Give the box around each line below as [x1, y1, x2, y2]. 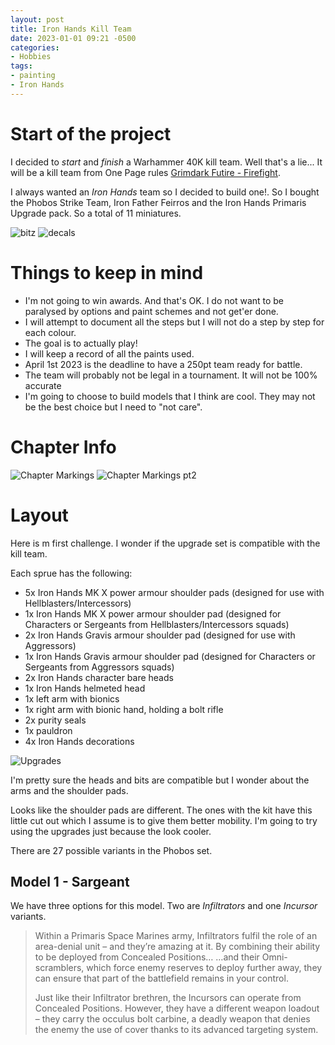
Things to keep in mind [10, 261, 204, 284]
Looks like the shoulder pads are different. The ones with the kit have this [10, 804, 313, 816]
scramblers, [34, 962, 85, 974]
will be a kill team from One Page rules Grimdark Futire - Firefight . [10, 166, 281, 178]
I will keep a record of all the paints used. [24, 347, 195, 360]
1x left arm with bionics [24, 692, 120, 705]
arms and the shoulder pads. [10, 784, 129, 796]
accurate [24, 379, 62, 391]
